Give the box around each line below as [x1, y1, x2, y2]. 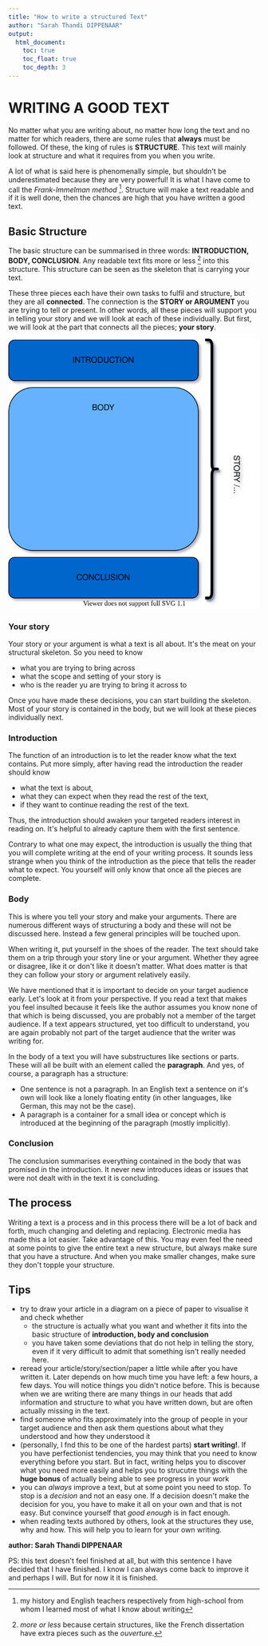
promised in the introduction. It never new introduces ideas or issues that [8, 1164, 249, 1174]
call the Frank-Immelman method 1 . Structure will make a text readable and [8, 183, 254, 194]
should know [8, 767, 50, 777]
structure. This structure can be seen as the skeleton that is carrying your [8, 264, 250, 273]
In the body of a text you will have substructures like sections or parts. [8, 1051, 239, 1061]
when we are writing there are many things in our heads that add [19, 1389, 233, 1399]
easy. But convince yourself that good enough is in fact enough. [19, 1508, 231, 1518]
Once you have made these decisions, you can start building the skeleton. [8, 695, 251, 705]
